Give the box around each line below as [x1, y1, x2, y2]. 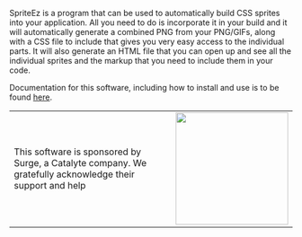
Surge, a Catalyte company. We [13, 157, 147, 169]
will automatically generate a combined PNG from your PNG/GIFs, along [9, 27, 276, 37]
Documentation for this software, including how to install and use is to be [9, 83, 280, 92]
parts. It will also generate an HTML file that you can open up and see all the [9, 46, 292, 57]
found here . [9, 92, 52, 102]
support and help [13, 180, 86, 191]
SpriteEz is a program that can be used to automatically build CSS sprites [9, 8, 280, 18]
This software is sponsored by [13, 145, 142, 158]
